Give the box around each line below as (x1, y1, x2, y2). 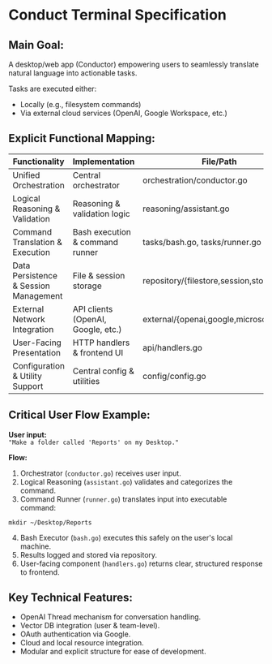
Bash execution (72, 226, 132, 237)
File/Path (201, 156, 237, 167)
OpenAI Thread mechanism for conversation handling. (19, 612, 202, 622)
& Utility (12, 370, 42, 382)
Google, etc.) (72, 323, 122, 334)
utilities (72, 375, 100, 386)
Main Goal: (8, 38, 65, 52)
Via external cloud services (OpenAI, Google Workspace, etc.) (19, 108, 228, 118)
